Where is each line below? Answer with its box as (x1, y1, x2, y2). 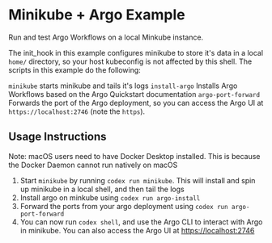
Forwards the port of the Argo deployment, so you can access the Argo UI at (8, 98, 264, 107)
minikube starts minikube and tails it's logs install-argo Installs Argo (8, 81, 238, 90)
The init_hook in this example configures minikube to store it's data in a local (8, 48, 264, 57)
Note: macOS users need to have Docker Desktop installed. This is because (8, 151, 261, 161)
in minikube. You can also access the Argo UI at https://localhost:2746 (19, 225, 255, 235)
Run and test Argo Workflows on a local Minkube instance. (8, 32, 204, 42)
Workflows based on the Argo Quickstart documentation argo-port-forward (8, 89, 261, 98)
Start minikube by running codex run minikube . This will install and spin (19, 175, 256, 185)
